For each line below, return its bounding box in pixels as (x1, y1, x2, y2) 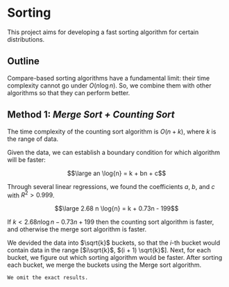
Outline (7, 56, 40, 67)
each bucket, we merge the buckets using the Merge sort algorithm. (7, 261, 202, 269)
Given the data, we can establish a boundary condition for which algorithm (7, 148, 221, 156)
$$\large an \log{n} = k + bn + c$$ (67, 169, 167, 177)
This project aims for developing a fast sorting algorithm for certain (7, 28, 199, 36)
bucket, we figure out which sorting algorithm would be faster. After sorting (7, 254, 223, 262)
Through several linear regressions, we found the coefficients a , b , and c (7, 182, 215, 190)
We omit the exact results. (7, 274, 89, 281)
